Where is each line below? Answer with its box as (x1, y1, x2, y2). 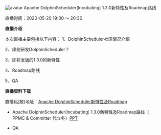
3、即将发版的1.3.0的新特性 (5, 57, 60, 63)
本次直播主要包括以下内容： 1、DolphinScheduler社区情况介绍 (5, 36, 130, 42)
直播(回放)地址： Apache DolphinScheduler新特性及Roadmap (5, 99, 127, 105)
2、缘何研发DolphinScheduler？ (5, 47, 70, 52)
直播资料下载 (5, 88, 31, 94)
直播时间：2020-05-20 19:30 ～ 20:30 (5, 15, 83, 21)
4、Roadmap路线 (5, 67, 40, 73)
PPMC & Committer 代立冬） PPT (12, 115, 78, 121)
